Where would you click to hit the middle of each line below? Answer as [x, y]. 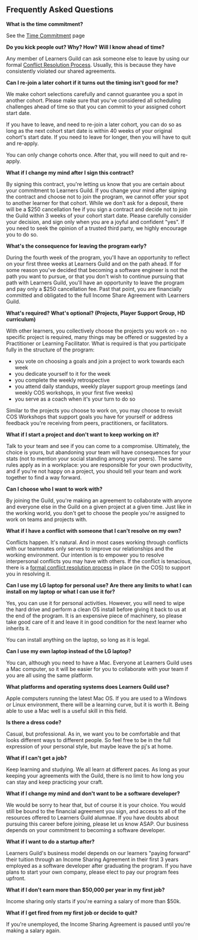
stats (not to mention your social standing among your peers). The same [94, 458]
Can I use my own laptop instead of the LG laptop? [69, 651]
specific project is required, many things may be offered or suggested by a [97, 337]
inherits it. [18, 628]
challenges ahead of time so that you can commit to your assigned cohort [96, 107]
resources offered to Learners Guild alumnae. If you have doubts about [92, 817]
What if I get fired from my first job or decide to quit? [72, 913]
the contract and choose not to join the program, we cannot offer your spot [98, 196]
